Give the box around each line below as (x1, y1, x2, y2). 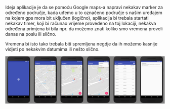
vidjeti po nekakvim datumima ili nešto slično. (5, 46, 100, 52)
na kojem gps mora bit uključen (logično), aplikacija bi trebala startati (5, 15, 149, 21)
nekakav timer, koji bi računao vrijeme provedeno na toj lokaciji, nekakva (5, 20, 156, 26)
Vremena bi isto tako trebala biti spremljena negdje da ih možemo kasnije (5, 41, 158, 47)
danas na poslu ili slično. (5, 31, 57, 37)
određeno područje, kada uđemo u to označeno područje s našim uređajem (5, 10, 163, 16)
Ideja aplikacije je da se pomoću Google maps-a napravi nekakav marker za (5, 5, 163, 10)
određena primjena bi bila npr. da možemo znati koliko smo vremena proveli (5, 26, 163, 32)
